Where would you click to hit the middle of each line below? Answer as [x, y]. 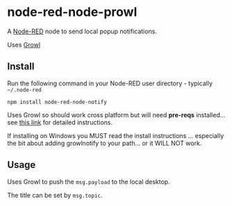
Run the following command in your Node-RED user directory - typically [110, 83]
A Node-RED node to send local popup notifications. [82, 31]
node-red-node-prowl [72, 12]
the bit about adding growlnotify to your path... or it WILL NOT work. [105, 143]
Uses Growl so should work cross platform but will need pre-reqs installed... [116, 114]
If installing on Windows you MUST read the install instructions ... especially [116, 135]
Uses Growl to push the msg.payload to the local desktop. [89, 182]
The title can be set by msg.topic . [55, 195]
